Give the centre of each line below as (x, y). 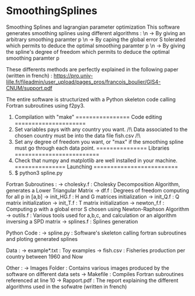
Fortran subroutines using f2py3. (46, 105)
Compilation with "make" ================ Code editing (88, 117)
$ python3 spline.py (39, 173)
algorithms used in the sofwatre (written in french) (67, 286)
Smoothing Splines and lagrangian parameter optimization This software (93, 27)
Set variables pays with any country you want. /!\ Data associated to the (101, 129)
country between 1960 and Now (45, 256)
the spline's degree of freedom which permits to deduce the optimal (88, 51)
